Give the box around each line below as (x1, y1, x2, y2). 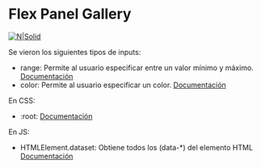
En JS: (8, 127, 30, 136)
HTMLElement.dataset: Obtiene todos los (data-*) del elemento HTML (19, 142, 253, 152)
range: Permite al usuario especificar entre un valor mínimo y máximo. (19, 62, 255, 73)
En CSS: (8, 95, 36, 105)
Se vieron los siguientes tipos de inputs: (8, 47, 141, 57)
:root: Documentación (19, 111, 93, 121)
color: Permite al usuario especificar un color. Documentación (19, 80, 226, 90)
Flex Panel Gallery (8, 5, 132, 23)
